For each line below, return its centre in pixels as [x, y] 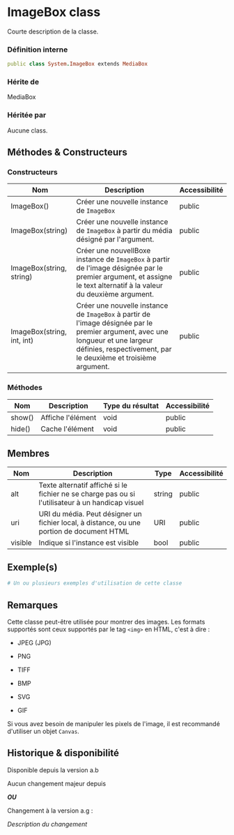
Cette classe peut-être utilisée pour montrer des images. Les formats [106, 622]
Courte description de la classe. [53, 31]
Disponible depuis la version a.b [53, 770]
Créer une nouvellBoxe [114, 250]
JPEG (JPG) [34, 643]
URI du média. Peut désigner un [90, 513]
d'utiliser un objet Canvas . [44, 731]
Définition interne [38, 50]
